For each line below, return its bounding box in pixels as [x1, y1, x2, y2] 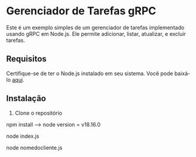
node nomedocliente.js [6, 144, 63, 151]
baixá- [174, 70, 191, 77]
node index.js [6, 133, 39, 140]
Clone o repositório [14, 109, 63, 116]
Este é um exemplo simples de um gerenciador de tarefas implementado [6, 24, 185, 31]
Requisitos [6, 54, 47, 64]
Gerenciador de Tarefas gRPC [6, 4, 157, 18]
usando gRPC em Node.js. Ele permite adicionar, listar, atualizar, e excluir [6, 30, 186, 37]
